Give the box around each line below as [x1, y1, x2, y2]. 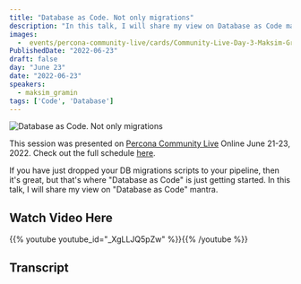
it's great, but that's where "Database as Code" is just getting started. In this [9, 175, 291, 185]
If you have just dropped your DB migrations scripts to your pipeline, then [9, 165, 280, 176]
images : [9, 30, 39, 39]
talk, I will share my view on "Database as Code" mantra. [9, 185, 219, 195]
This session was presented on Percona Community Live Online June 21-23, [9, 138, 291, 149]
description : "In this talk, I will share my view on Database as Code [9, 22, 282, 30]
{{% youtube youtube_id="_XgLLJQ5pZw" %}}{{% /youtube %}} [9, 234, 248, 245]
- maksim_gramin [17, 88, 78, 97]
